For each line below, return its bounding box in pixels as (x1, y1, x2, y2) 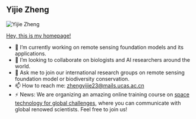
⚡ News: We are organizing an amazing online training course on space (14, 90, 190, 98)
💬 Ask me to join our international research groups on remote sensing (14, 68, 185, 76)
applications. (14, 50, 46, 57)
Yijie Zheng (6, 5, 49, 15)
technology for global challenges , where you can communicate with (14, 99, 181, 107)
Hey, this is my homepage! (6, 32, 71, 39)
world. (14, 62, 31, 70)
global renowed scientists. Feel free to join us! (14, 105, 128, 112)
